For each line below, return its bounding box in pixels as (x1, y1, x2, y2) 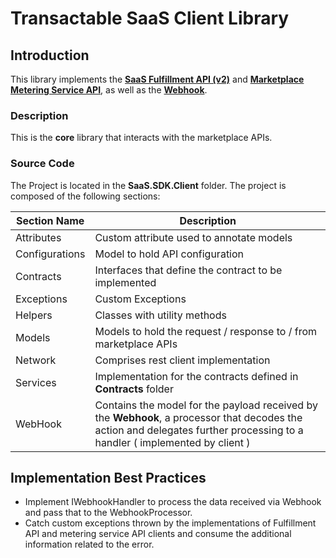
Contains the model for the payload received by (94, 398, 318, 412)
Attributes (15, 230, 62, 244)
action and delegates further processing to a (94, 423, 304, 437)
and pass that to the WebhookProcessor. (24, 507, 193, 519)
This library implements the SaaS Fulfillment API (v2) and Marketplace (10, 73, 305, 85)
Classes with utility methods (94, 308, 227, 322)
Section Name (16, 213, 85, 227)
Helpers (15, 308, 53, 322)
